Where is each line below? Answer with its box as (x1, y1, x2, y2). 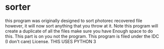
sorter (5, 1, 31, 13)
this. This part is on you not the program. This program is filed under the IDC (5, 33, 159, 39)
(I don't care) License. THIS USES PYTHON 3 (5, 38, 96, 44)
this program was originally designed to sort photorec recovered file (5, 18, 142, 24)
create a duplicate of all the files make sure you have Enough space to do (5, 28, 153, 34)
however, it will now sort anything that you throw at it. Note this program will (5, 23, 158, 28)
